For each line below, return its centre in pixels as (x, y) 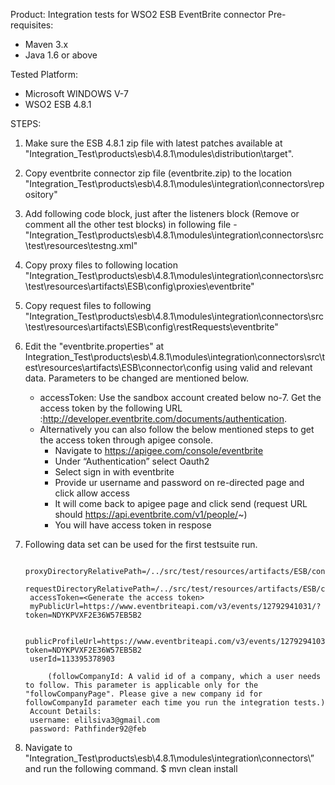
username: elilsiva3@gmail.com (94, 720)
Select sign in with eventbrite (114, 472)
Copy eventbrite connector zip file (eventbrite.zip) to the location (158, 173)
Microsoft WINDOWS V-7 (76, 93)
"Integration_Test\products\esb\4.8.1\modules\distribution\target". (159, 153)
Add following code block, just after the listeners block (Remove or (162, 213)
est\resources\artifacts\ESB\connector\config (118, 367)
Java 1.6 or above (61, 55)
